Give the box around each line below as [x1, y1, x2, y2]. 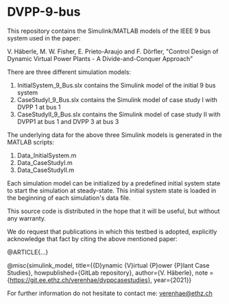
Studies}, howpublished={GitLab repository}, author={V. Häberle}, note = [7, 268, 214, 277]
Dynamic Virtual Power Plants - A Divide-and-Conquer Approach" [7, 54, 193, 62]
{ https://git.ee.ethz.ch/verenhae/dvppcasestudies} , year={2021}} [7, 275, 192, 284]
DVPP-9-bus [7, 4, 81, 20]
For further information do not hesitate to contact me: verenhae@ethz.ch [7, 289, 213, 297]
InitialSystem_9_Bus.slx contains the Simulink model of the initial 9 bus [16, 81, 216, 89]
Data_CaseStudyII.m [16, 166, 74, 174]
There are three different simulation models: [7, 68, 132, 76]
